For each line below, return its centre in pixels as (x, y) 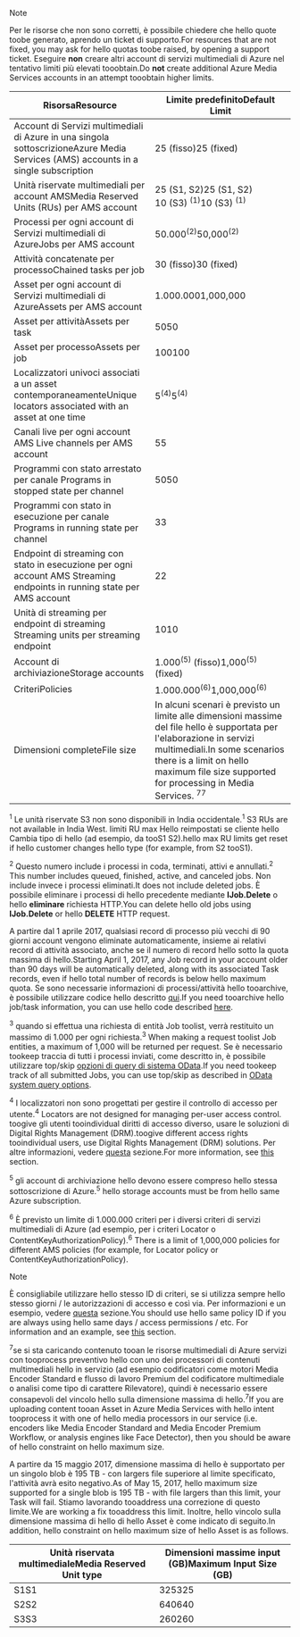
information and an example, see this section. (93, 1332)
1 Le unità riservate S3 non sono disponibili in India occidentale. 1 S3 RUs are (149, 818)
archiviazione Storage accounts (79, 672)
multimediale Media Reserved (82, 1564)
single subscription (54, 171)
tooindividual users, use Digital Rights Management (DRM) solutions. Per (143, 1142)
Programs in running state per (76, 528)
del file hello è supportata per (217, 727)
